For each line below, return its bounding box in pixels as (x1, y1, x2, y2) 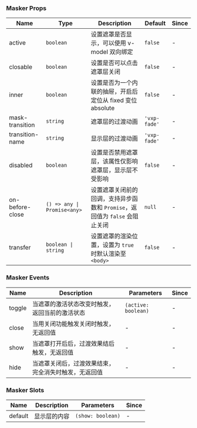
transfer (9, 244, 31, 252)
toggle (9, 304, 27, 312)
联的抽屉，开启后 (90, 87, 138, 96)
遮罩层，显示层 (90, 166, 133, 174)
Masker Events (6, 274, 50, 282)
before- (9, 203, 31, 211)
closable (9, 63, 33, 71)
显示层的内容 (34, 412, 70, 420)
